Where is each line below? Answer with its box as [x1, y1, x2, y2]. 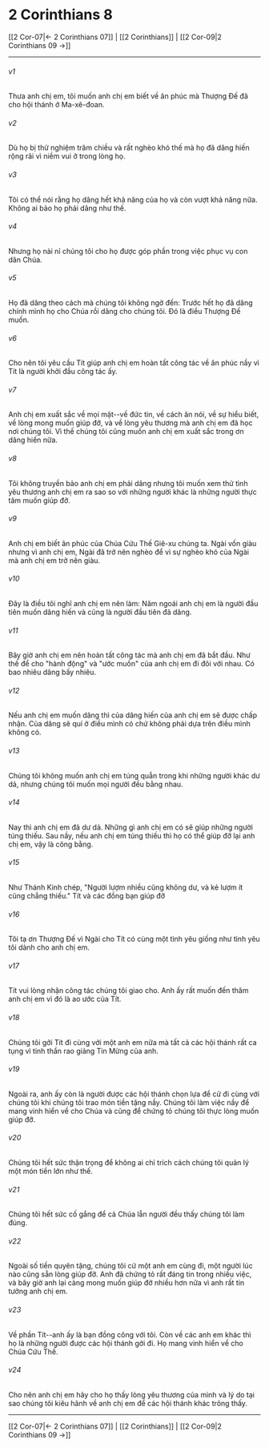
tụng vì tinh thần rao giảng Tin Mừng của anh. [8, 1046, 159, 1055]
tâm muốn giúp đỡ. [8, 495, 70, 505]
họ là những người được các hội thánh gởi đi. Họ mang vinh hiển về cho [8, 1338, 244, 1348]
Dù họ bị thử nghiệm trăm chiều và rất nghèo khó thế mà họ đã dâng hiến [8, 143, 250, 153]
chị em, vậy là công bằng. [8, 839, 94, 849]
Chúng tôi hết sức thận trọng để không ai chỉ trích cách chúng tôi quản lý [8, 1158, 250, 1167]
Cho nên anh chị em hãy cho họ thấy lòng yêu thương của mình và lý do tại [8, 1389, 255, 1399]
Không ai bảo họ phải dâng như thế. [8, 203, 126, 213]
